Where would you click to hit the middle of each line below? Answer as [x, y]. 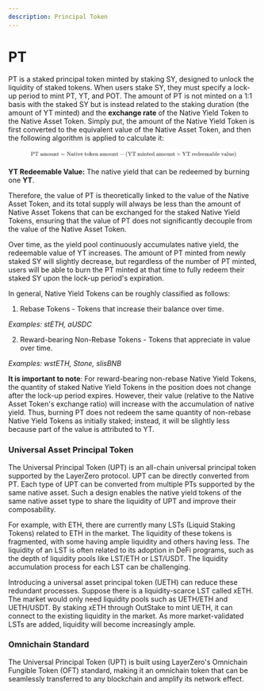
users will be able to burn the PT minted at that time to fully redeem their [126, 270]
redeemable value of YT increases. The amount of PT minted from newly [127, 253]
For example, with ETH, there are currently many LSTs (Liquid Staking [122, 525]
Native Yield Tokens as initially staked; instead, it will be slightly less [119, 421]
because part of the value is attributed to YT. [81, 429]
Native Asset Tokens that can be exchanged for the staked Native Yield [124, 212]
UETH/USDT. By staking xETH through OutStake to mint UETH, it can [121, 607]
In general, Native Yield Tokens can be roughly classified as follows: [119, 294]
